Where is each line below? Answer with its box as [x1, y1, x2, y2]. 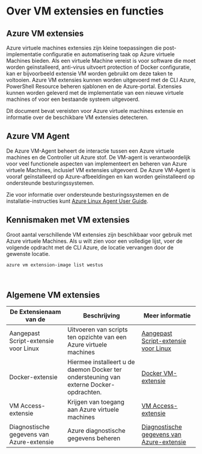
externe [67, 380, 90, 389]
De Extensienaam [10, 308, 61, 316]
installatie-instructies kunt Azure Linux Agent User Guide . [6, 197, 148, 205]
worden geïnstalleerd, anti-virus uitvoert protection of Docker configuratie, [6, 63, 191, 71]
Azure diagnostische [67, 427, 126, 435]
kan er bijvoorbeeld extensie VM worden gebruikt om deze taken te [6, 70, 173, 77]
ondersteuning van [67, 373, 121, 382]
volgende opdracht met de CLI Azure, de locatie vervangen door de [6, 243, 174, 251]
